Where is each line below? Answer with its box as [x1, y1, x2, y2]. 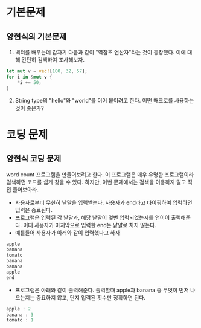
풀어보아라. [12, 185, 39, 193]
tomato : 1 [6, 317, 34, 323]
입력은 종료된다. [14, 206, 53, 213]
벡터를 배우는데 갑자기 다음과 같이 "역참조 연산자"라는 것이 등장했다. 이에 [14, 49, 186, 56]
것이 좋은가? [14, 104, 44, 112]
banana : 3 [6, 312, 34, 318]
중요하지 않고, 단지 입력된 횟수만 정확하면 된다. [36, 294, 146, 301]
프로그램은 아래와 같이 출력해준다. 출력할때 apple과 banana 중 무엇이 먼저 [14, 286, 189, 294]
